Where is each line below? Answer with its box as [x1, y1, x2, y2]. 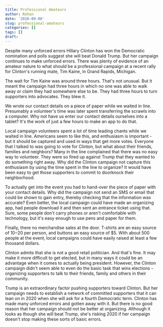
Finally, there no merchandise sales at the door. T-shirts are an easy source [5, 225, 157, 230]
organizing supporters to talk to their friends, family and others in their [5, 270, 146, 276]
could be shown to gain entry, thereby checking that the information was [5, 194, 151, 200]
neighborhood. [5, 174, 35, 181]
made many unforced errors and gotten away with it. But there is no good [5, 301, 153, 307]
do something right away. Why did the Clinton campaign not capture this [5, 159, 151, 165]
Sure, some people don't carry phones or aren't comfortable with [5, 210, 136, 216]
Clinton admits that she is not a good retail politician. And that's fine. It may [5, 249, 156, 255]
